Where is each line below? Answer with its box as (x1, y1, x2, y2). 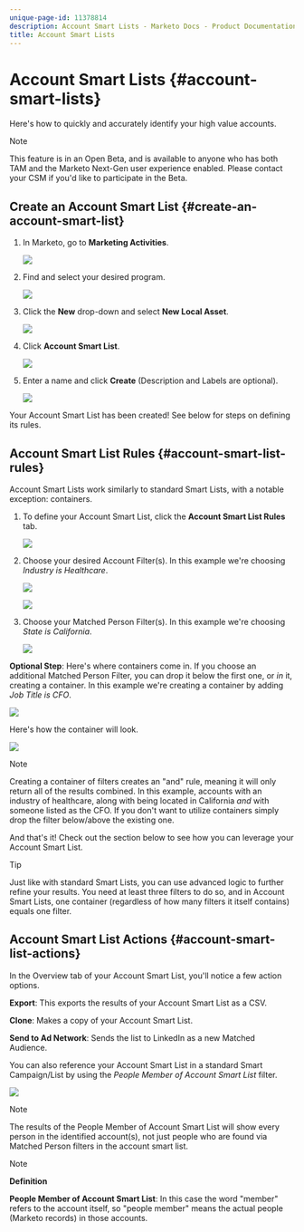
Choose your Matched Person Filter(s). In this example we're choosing (22, 616, 286, 627)
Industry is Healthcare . (22, 564, 109, 575)
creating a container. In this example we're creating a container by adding (9, 679, 284, 690)
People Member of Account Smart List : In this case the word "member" (9, 1193, 279, 1204)
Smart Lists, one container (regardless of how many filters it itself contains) (9, 896, 290, 907)
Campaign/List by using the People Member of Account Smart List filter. (9, 1069, 278, 1080)
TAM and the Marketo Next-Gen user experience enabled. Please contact (9, 163, 283, 174)
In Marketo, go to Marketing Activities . (22, 237, 169, 248)
